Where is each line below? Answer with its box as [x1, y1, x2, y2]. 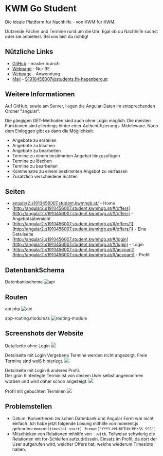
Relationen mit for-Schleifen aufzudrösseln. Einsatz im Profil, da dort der [12, 436, 157, 442]
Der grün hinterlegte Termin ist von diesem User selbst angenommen [5, 372, 144, 378]
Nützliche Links [5, 48, 54, 56]
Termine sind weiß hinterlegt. [5, 358, 64, 364]
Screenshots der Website [5, 329, 84, 338]
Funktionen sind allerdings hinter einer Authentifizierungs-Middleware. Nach [5, 122, 158, 129]
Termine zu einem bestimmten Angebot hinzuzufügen [12, 152, 120, 158]
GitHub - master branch [12, 60, 60, 66]
